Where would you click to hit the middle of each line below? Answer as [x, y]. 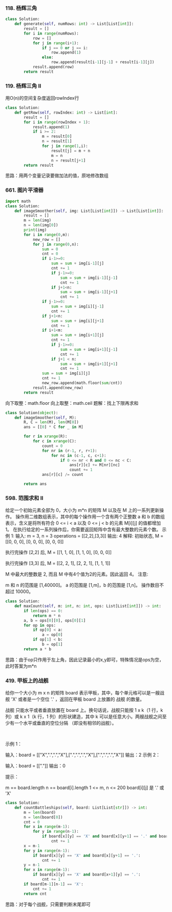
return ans [35, 484]
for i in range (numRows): [51, 33]
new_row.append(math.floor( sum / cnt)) [82, 383]
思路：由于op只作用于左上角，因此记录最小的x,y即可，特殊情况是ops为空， [84, 659]
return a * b [38, 649]
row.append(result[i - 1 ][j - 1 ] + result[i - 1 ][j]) [103, 62]
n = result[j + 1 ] [68, 160]
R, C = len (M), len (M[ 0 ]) [51, 422]
